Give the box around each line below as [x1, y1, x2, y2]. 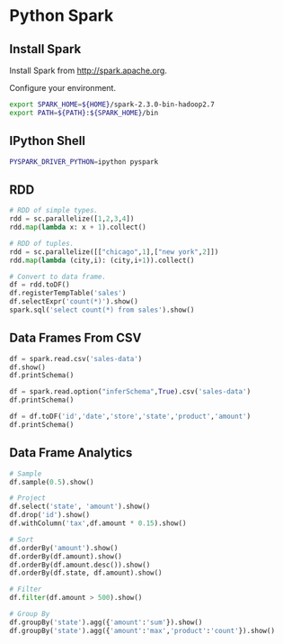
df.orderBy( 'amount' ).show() [9, 543, 119, 552]
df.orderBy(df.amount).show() [9, 551, 123, 561]
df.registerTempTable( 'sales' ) [9, 289, 127, 298]
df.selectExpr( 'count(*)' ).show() [9, 297, 139, 306]
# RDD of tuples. [9, 239, 75, 248]
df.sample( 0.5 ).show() [9, 477, 94, 486]
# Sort [9, 535, 34, 544]
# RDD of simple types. [9, 206, 99, 215]
